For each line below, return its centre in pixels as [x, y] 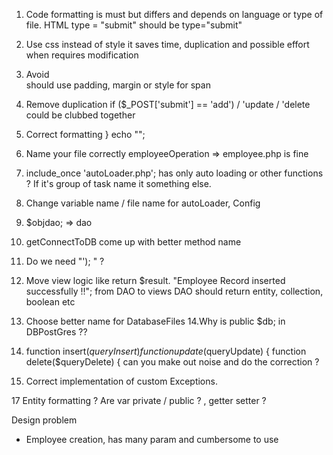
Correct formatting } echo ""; [85, 134]
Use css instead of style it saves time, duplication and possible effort [167, 44]
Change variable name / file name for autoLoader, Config [143, 203]
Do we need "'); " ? [65, 261]
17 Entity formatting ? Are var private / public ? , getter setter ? [139, 400]
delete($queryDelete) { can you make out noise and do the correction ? [172, 362]
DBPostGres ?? [56, 332]
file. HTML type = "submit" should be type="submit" [134, 25]
